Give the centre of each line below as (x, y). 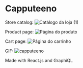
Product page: (20, 32)
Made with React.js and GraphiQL (39, 60)
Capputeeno (31, 9)
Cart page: (16, 41)
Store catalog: (19, 22)
